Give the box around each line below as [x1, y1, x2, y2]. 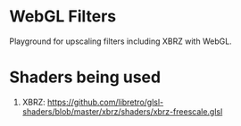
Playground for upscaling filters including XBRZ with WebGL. [9, 36, 232, 46]
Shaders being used [9, 67, 162, 88]
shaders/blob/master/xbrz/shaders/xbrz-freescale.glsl [21, 105, 223, 117]
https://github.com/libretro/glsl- [47, 97, 164, 107]
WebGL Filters [9, 6, 117, 27]
